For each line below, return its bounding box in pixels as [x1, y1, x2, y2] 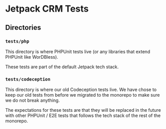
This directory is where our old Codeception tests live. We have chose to [5, 87, 157, 93]
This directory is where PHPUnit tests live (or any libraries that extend [5, 49, 150, 55]
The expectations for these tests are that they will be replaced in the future [5, 107, 161, 113]
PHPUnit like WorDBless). [5, 54, 58, 60]
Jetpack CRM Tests [5, 3, 89, 15]
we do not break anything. [5, 97, 60, 104]
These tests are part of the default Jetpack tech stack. [5, 64, 119, 70]
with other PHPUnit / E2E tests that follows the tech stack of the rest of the [5, 112, 161, 119]
